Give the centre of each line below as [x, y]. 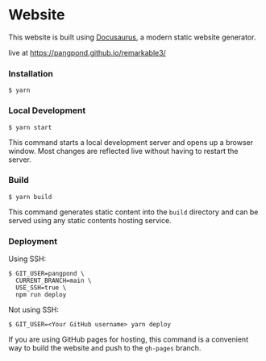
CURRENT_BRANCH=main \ [54, 281]
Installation [31, 73]
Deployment [33, 241]
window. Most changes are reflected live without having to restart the [123, 151]
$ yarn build [30, 197]
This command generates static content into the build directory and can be [133, 212]
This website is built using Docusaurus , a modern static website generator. [132, 37]
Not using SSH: [33, 310]
